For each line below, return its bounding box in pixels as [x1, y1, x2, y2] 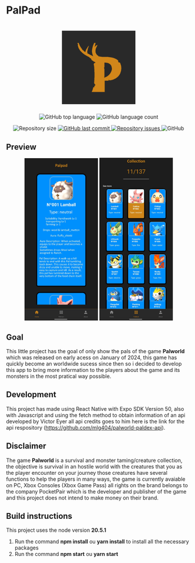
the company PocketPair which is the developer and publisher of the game [6, 488, 187, 495]
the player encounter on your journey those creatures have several [6, 469, 167, 476]
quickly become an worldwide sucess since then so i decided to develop [6, 360, 182, 367]
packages [14, 544, 39, 551]
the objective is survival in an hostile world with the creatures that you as [6, 463, 183, 470]
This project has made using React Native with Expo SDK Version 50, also [6, 405, 184, 412]
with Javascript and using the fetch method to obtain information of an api [6, 411, 186, 418]
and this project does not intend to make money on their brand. [6, 494, 159, 501]
